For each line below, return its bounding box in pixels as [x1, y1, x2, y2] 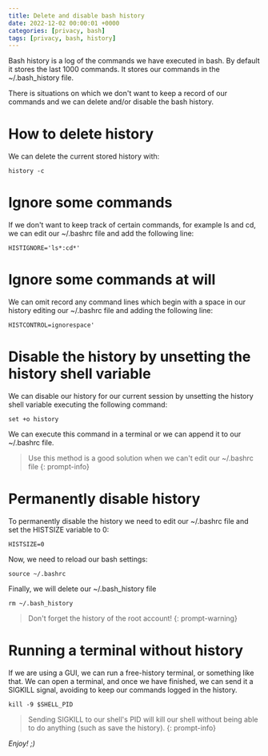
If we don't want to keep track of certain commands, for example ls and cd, [8, 220, 256, 230]
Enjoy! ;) [8, 738, 36, 748]
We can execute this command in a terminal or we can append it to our [8, 429, 242, 439]
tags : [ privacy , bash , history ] [8, 34, 116, 42]
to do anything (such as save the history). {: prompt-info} [27, 722, 216, 733]
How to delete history [8, 125, 154, 143]
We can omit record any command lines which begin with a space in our [8, 297, 246, 307]
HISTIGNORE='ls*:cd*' [8, 244, 81, 252]
